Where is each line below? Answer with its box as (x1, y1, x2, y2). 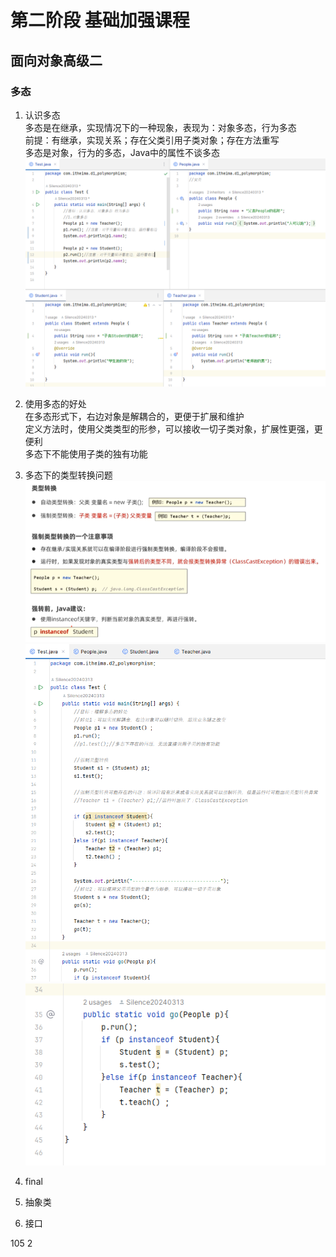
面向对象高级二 (10, 52, 103, 69)
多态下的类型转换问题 (24, 469, 113, 481)
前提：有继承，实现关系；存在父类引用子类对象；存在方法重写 (24, 134, 280, 146)
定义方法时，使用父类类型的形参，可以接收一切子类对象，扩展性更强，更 (24, 422, 323, 435)
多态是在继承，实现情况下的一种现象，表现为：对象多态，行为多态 (24, 121, 297, 133)
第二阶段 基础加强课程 (10, 9, 190, 32)
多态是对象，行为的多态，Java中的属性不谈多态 (24, 146, 221, 158)
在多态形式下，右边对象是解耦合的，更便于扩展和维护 (24, 410, 245, 422)
